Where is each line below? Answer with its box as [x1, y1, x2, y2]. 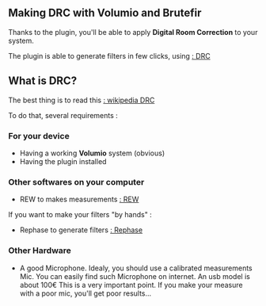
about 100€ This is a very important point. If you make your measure [19, 280, 243, 289]
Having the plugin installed [19, 156, 107, 166]
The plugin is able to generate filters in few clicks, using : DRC [8, 51, 211, 60]
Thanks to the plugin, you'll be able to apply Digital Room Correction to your [8, 27, 258, 36]
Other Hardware [8, 245, 71, 256]
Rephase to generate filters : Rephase [19, 225, 143, 235]
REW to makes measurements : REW [19, 194, 139, 205]
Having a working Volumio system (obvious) [19, 148, 165, 158]
